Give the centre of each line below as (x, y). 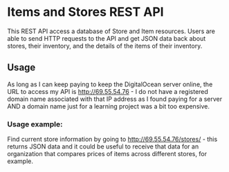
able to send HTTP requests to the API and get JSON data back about (107, 38)
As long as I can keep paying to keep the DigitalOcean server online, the (110, 84)
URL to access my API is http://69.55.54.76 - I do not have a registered (108, 91)
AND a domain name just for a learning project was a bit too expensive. (108, 106)
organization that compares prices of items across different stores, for (107, 154)
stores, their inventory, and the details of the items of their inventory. (105, 46)
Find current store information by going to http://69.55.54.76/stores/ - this (112, 140)
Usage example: (35, 124)
